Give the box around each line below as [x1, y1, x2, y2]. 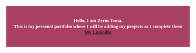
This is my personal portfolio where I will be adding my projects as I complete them [13, 23, 183, 29]
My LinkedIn [84, 29, 112, 35]
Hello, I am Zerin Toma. [73, 17, 123, 24]
